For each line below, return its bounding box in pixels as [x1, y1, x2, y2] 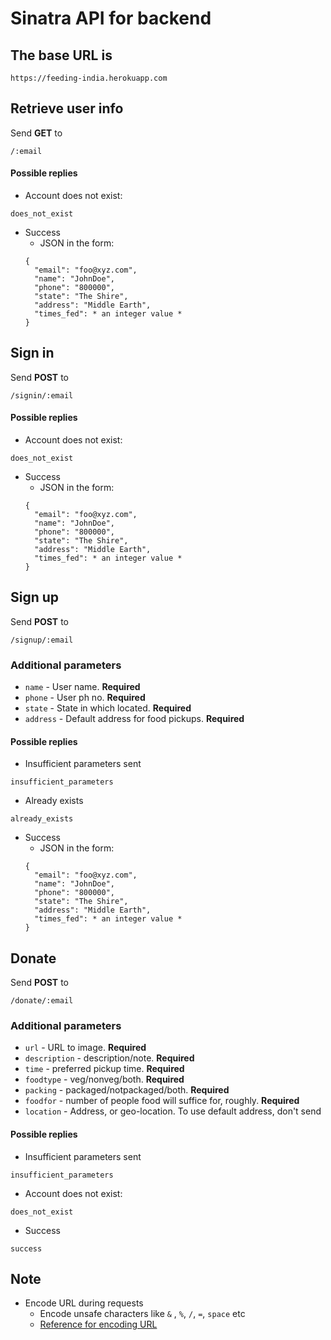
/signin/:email [10, 390, 74, 401]
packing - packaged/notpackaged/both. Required [24, 1084, 230, 1096]
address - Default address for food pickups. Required [24, 713, 245, 725]
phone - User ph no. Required [24, 692, 146, 704]
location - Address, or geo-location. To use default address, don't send [24, 1105, 322, 1117]
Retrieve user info [10, 100, 124, 117]
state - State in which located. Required [24, 702, 192, 714]
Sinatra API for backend [10, 7, 212, 30]
